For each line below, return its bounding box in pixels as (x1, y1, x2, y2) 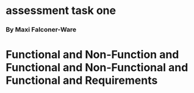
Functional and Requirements (5, 74, 158, 88)
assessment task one (5, 4, 117, 18)
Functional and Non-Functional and (5, 61, 189, 75)
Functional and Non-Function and (5, 48, 179, 61)
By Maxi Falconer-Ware (5, 26, 77, 34)
